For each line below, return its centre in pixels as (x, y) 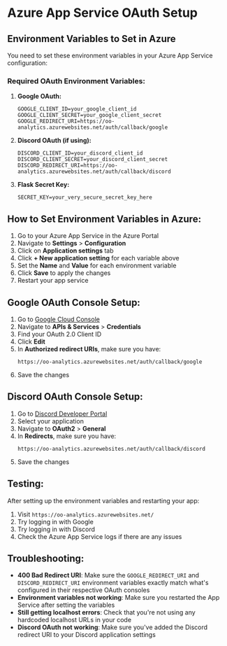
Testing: (25, 484)
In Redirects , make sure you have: (67, 436)
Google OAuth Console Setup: (74, 302)
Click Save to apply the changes (64, 273)
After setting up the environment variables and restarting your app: (103, 500)
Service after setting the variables (66, 605)
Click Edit (31, 342)
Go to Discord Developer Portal (62, 414)
